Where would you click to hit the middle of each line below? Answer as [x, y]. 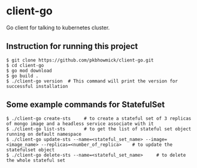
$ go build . [22, 76]
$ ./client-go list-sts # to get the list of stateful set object [99, 129]
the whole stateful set [36, 160]
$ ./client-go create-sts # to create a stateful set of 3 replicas [99, 118]
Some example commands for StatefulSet [86, 105]
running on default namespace [44, 134]
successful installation [37, 86]
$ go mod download [29, 71]
